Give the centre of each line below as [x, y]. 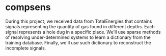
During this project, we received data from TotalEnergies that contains [79, 21]
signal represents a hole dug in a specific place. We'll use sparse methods [83, 32]
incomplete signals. [26, 48]
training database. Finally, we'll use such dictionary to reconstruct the [78, 42]
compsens [28, 7]
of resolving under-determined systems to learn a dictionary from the [78, 37]
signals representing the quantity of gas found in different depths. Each [80, 26]
